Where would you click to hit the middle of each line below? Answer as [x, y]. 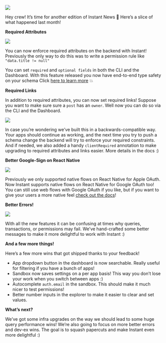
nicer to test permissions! [38, 289]
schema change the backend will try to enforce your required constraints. [80, 140]
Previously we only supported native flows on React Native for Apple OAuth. [83, 179]
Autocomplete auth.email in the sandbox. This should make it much [81, 284]
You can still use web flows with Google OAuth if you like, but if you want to [82, 190]
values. [20, 300]
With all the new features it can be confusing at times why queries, [73, 224]
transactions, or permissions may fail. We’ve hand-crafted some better [77, 229]
